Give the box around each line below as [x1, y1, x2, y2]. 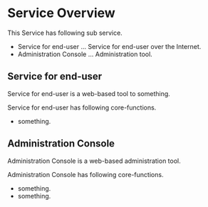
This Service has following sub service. [7, 28, 123, 37]
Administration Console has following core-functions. [7, 170, 164, 179]
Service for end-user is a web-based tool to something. [7, 89, 171, 97]
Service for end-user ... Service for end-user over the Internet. [17, 42, 202, 51]
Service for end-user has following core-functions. [7, 103, 157, 112]
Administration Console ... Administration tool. [17, 50, 153, 58]
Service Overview [7, 5, 115, 21]
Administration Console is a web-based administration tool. [7, 156, 181, 165]
